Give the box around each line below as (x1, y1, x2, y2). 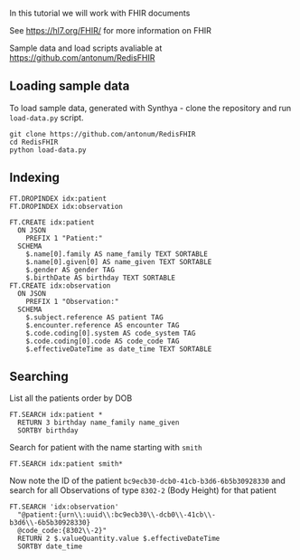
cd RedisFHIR (9, 138, 59, 147)
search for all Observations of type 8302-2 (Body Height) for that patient (9, 485, 277, 496)
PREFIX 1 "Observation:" (25, 297, 119, 306)
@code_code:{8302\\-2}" (17, 527, 107, 536)
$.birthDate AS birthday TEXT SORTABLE (25, 273, 176, 282)
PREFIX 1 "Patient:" (25, 233, 103, 242)
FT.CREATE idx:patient (9, 217, 95, 227)
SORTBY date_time (17, 542, 83, 551)
